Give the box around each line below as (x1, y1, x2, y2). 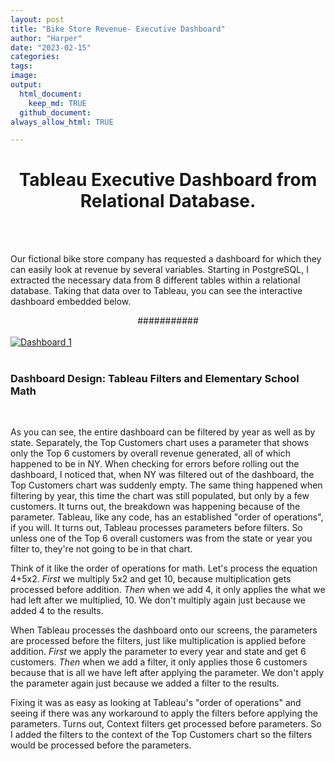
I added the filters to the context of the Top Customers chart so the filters (10, 729, 313, 741)
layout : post (10, 14, 65, 25)
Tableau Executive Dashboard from (18, 169, 318, 191)
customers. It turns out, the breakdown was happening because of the (10, 501, 301, 513)
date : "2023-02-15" (10, 42, 92, 53)
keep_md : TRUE (28, 98, 87, 108)
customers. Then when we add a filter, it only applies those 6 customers (10, 656, 308, 668)
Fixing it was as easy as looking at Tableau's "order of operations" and (10, 697, 302, 709)
